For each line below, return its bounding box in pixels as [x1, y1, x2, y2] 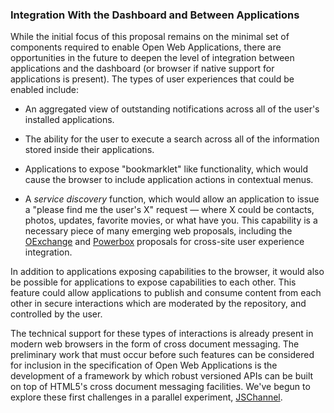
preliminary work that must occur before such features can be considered [10, 349, 315, 361]
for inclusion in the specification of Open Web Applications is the [10, 359, 278, 372]
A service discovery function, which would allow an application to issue [24, 193, 320, 205]
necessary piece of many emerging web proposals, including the [24, 225, 293, 237]
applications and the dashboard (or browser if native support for [10, 63, 275, 75]
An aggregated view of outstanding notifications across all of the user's [24, 103, 320, 115]
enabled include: [10, 84, 80, 96]
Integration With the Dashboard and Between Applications [10, 8, 300, 22]
